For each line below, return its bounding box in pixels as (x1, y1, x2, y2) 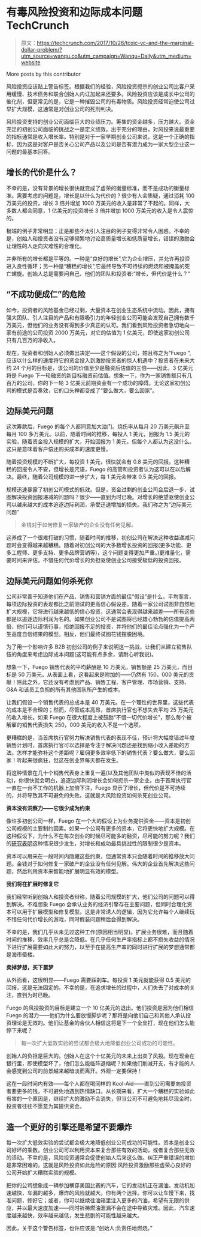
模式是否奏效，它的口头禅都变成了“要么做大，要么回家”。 (16, 387, 158, 394)
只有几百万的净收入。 (6, 336, 59, 343)
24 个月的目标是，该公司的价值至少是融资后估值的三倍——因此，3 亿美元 (13, 364, 193, 371)
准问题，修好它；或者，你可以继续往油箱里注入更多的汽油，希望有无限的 (6, 1197, 184, 1204)
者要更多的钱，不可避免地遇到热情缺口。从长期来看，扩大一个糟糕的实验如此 (6, 1087, 195, 1095)
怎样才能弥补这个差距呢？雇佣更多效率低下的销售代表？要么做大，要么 (16, 749, 190, 757)
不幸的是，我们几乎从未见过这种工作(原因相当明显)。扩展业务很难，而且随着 (6, 928, 194, 936)
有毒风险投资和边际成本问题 (6, 5, 143, 19)
